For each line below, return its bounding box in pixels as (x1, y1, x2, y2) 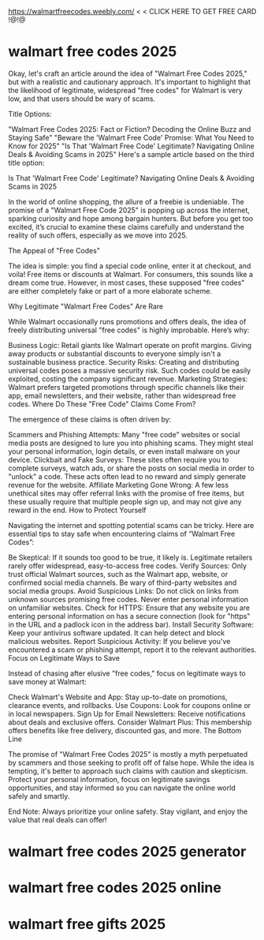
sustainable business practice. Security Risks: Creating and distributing (8, 357, 240, 366)
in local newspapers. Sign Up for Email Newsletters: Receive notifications (8, 709, 246, 718)
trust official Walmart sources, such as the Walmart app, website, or (8, 569, 229, 579)
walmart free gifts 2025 (8, 915, 166, 933)
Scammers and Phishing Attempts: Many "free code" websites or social (8, 429, 240, 439)
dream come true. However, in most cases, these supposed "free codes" (8, 278, 245, 287)
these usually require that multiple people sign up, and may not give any (8, 496, 242, 506)
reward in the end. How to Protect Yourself (8, 505, 147, 515)
